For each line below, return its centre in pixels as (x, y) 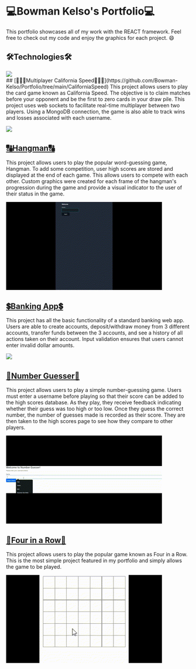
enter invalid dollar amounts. (40, 345)
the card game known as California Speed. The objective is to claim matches (98, 93)
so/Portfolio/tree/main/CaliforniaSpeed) (58, 86)
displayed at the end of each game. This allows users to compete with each (97, 175)
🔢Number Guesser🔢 (43, 376)
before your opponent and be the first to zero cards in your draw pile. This (96, 99)
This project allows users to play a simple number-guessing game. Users (94, 390)
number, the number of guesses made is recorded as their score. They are (96, 415)
